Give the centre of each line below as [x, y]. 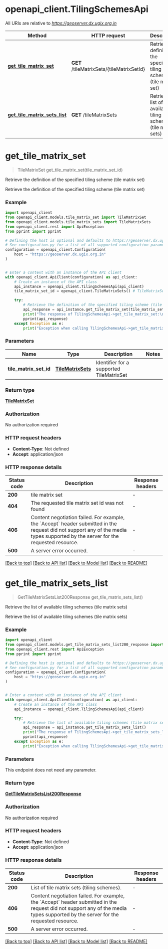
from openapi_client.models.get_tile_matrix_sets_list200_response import [85, 645]
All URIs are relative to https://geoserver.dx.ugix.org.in [61, 23]
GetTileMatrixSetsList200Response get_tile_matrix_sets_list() [80, 597]
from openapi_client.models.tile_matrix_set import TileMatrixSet [76, 217]
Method [37, 35]
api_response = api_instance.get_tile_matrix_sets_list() [85, 728]
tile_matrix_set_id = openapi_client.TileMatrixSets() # [75, 291]
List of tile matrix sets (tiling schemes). [76, 888]
